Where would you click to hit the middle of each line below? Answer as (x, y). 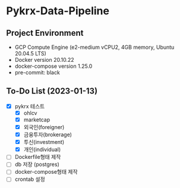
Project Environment (45, 33)
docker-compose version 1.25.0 (53, 66)
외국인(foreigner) (44, 127)
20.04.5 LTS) (30, 54)
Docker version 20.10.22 (44, 60)
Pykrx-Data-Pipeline (58, 11)
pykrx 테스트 (30, 106)
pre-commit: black (37, 72)
